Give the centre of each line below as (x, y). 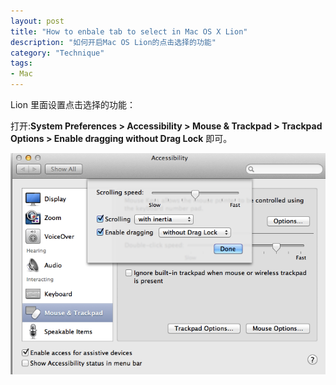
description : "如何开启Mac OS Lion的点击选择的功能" (113, 42)
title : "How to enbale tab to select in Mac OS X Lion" (129, 31)
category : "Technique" (57, 53)
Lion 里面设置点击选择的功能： (73, 104)
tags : (21, 63)
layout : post (37, 21)
